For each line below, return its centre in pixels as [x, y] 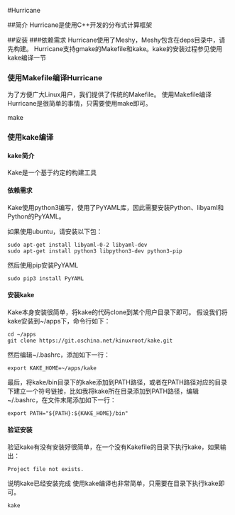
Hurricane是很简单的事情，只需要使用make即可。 [80, 104]
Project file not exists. [45, 470]
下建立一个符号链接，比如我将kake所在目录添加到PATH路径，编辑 [103, 391]
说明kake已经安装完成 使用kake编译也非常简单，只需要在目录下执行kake [113, 483]
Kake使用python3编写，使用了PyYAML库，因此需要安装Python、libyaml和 [116, 207]
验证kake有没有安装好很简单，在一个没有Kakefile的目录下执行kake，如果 [114, 447]
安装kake [21, 295]
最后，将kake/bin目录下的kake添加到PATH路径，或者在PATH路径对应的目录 [117, 382]
